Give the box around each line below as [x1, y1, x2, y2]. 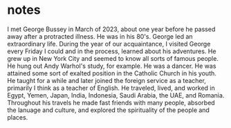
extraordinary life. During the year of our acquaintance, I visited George [7, 39, 211, 48]
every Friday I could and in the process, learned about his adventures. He [7, 47, 216, 55]
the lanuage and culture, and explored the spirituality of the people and [7, 106, 210, 114]
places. [7, 113, 28, 121]
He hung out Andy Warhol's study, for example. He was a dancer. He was [7, 62, 216, 70]
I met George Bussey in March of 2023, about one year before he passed [7, 25, 216, 33]
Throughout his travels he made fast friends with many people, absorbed [7, 98, 216, 107]
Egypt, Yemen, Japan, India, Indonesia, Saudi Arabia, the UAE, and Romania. [7, 91, 225, 99]
